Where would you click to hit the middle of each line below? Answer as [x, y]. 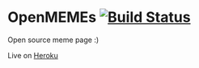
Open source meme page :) [53, 40]
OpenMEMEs [52, 17]
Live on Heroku [33, 55]
